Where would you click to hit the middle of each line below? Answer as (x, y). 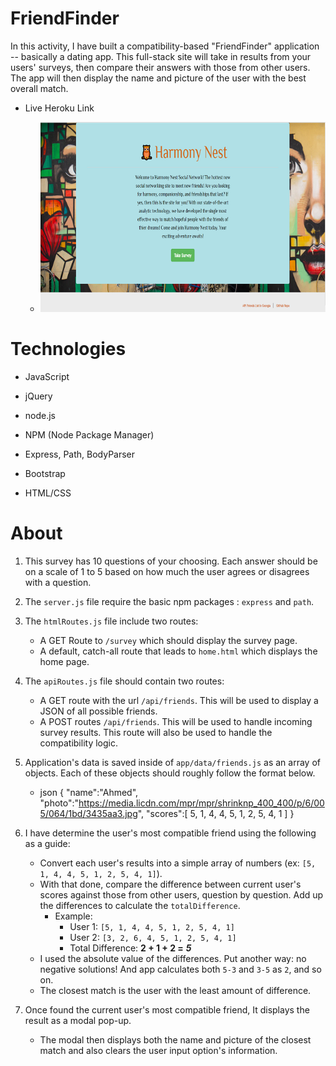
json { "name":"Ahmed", (89, 793)
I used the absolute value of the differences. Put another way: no (173, 959)
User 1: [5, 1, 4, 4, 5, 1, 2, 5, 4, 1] (152, 927)
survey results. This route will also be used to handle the (156, 733)
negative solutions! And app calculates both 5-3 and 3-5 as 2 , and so (180, 969)
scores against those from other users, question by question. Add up (181, 895)
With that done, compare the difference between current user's (170, 884)
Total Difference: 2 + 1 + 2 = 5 (130, 948)
